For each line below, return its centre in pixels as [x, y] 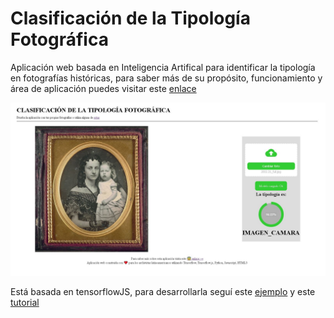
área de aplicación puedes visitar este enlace [103, 88]
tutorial [25, 302]
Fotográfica [59, 39]
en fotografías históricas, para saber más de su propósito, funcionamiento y [166, 78]
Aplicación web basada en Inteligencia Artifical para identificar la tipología [163, 67]
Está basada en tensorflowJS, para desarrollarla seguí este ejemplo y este [163, 291]
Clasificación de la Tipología [130, 18]
